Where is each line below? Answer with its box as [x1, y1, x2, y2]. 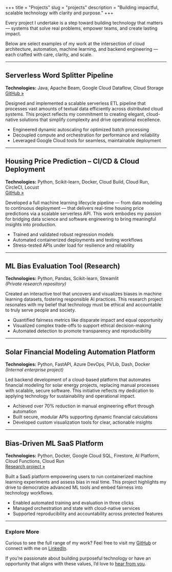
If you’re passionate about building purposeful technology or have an [5, 555, 151, 561]
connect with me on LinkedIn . [5, 545, 68, 551]
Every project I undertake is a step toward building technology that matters [5, 20, 163, 26]
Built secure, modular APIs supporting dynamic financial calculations [12, 414, 158, 420]
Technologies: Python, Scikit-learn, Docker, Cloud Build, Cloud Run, [5, 179, 149, 185]
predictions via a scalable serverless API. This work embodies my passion [5, 210, 161, 216]
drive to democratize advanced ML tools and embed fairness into [5, 484, 143, 490]
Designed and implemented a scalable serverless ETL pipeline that [5, 100, 146, 106]
